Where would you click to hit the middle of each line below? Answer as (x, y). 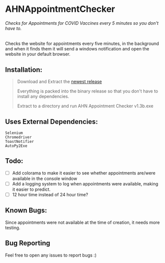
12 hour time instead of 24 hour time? (50, 194)
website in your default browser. (38, 54)
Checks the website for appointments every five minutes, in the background (82, 44)
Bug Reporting (28, 243)
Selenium (14, 133)
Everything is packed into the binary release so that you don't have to (88, 91)
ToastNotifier (20, 142)
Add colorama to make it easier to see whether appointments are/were (84, 173)
